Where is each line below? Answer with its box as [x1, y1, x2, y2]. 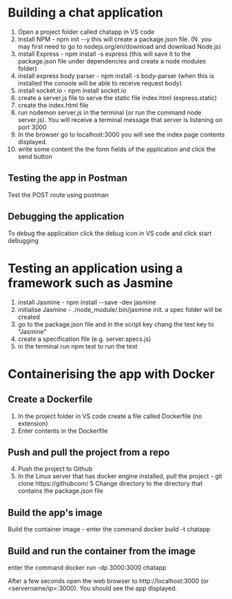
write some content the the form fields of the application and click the [17, 145, 216, 153]
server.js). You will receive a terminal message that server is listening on [17, 115, 223, 124]
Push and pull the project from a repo [8, 446, 170, 458]
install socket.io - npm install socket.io [17, 86, 127, 95]
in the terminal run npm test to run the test [17, 342, 138, 350]
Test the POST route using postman [8, 190, 109, 199]
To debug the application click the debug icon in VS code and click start [8, 229, 212, 237]
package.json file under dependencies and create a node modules [17, 57, 207, 65]
